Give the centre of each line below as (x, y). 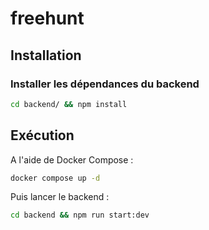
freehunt (47, 18)
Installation (46, 55)
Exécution (42, 135)
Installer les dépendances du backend (105, 84)
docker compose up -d (55, 178)
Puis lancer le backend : (60, 197)
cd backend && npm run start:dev (80, 215)
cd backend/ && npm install (69, 104)
